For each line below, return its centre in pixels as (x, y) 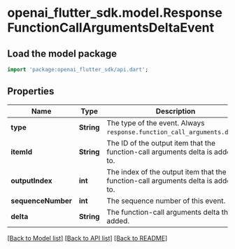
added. (118, 220)
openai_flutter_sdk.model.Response (115, 13)
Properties (31, 91)
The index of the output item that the (166, 171)
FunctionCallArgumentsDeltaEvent (111, 28)
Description (176, 111)
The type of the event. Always (156, 122)
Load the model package (62, 54)
